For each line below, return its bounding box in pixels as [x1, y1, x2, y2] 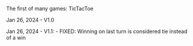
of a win [6, 34, 26, 41]
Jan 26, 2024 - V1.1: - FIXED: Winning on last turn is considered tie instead [6, 28, 188, 35]
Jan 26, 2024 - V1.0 [6, 17, 54, 23]
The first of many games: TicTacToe [6, 5, 94, 12]
